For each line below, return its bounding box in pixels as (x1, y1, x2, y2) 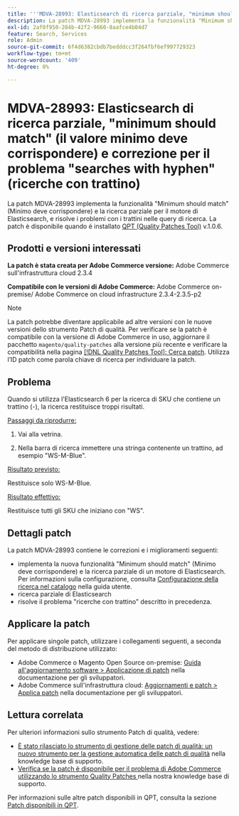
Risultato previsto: (7, 465, 60, 473)
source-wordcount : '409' (7, 57, 81, 64)
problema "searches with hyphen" (7, 161, 216, 176)
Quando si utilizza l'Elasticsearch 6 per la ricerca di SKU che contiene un (7, 395, 221, 404)
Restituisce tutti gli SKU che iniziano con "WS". (7, 506, 144, 515)
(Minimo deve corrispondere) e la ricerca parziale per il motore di (7, 207, 198, 215)
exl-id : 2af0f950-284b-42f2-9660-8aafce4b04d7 (7, 23, 148, 31)
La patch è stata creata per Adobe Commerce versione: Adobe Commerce (7, 261, 230, 270)
